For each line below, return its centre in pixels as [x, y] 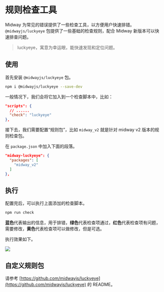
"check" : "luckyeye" [31, 115]
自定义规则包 [25, 266]
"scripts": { [18, 106]
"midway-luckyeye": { [27, 156]
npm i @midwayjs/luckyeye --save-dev [44, 87]
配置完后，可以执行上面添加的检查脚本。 [46, 203]
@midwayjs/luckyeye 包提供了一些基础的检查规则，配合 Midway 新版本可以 [80, 31]
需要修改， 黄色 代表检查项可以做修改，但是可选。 [55, 229]
